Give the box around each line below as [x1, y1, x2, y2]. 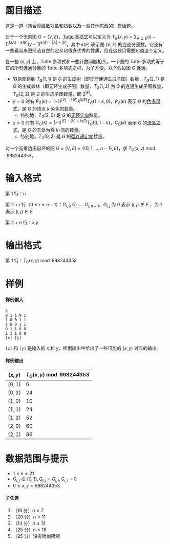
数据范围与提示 [5, 453, 69, 465]
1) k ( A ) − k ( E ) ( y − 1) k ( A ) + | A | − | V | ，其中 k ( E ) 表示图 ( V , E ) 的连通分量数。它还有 [5, 40, 163, 47]
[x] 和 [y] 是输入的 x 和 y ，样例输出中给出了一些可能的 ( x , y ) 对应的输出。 [5, 345, 161, 351]
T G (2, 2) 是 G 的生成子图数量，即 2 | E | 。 [12, 89, 95, 98]
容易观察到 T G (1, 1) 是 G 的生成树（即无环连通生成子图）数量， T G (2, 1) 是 [12, 76, 165, 83]
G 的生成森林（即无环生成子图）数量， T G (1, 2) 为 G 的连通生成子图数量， [12, 83, 166, 90]
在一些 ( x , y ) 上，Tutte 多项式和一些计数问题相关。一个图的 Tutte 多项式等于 [5, 59, 165, 65]
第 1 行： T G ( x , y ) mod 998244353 [5, 258, 77, 265]
